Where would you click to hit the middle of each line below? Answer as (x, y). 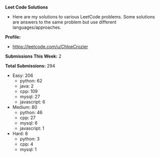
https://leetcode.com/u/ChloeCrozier (50, 46)
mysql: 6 (29, 123)
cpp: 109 (29, 91)
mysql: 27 (30, 97)
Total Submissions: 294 (30, 66)
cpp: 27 (28, 118)
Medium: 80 (25, 107)
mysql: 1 (28, 149)
